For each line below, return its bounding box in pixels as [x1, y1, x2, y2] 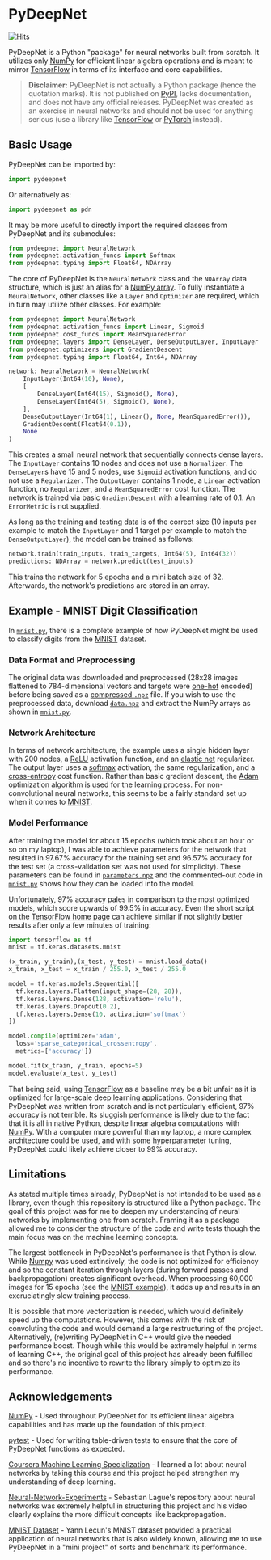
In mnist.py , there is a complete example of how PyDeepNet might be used [8, 625, 259, 635]
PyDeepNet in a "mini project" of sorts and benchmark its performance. [8, 1542, 248, 1553]
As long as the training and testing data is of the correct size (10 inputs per [8, 517, 257, 526]
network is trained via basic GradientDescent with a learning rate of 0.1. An [8, 493, 256, 502]
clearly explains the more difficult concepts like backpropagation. [8, 1510, 227, 1520]
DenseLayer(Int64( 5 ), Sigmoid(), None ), [37, 397, 176, 405]
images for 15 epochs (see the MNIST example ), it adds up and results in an [8, 1282, 260, 1292]
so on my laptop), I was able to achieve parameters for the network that [8, 844, 247, 854]
